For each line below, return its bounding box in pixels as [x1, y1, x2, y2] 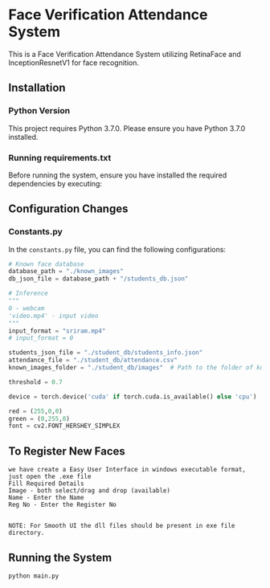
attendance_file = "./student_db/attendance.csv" [8, 356, 178, 365]
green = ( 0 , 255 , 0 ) [8, 414, 70, 423]
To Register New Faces [8, 444, 126, 458]
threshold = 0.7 [8, 378, 63, 386]
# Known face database [8, 259, 84, 268]
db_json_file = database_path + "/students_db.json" [8, 275, 189, 283]
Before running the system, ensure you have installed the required [8, 170, 227, 180]
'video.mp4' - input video [8, 312, 99, 320]
